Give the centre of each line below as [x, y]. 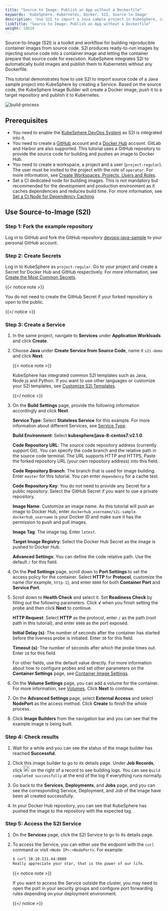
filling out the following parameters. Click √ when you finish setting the [85, 603]
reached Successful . [34, 753]
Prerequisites [26, 121]
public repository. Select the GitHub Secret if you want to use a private [85, 491]
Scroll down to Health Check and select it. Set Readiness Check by [82, 597]
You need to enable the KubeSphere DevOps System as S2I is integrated [87, 132]
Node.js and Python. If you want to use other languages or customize [84, 381]
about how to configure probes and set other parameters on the [78, 668]
